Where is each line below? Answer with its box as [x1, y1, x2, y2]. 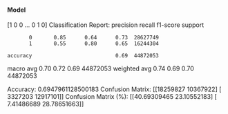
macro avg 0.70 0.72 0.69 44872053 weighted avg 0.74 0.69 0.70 [7, 64, 195, 73]
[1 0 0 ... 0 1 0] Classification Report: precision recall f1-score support [7, 21, 205, 29]
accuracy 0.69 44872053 [7, 53, 159, 59]
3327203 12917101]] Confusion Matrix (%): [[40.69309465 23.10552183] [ [7, 93, 218, 101]
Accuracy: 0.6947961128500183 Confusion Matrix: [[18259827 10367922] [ [7, 85, 222, 93]
